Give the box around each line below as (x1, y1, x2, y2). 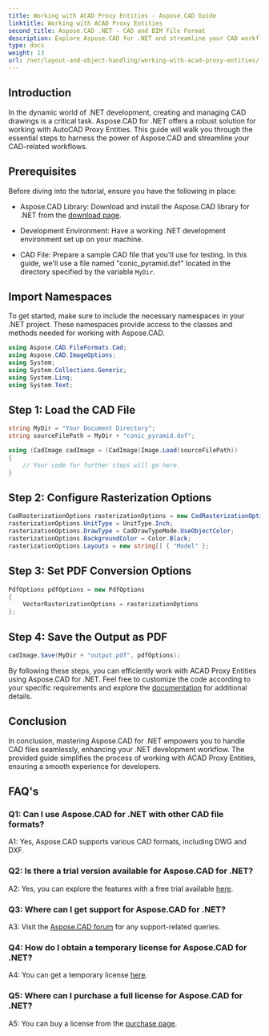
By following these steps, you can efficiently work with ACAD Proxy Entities (8, 666, 257, 675)
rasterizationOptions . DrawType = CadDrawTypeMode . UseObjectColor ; (8, 527, 235, 536)
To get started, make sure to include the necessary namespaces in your (8, 311, 245, 321)
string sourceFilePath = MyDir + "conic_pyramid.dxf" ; (8, 432, 195, 440)
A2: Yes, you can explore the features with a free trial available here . (8, 884, 234, 893)
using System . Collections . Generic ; (8, 366, 127, 374)
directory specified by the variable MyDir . (19, 266, 156, 277)
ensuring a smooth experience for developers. (8, 761, 162, 771)
